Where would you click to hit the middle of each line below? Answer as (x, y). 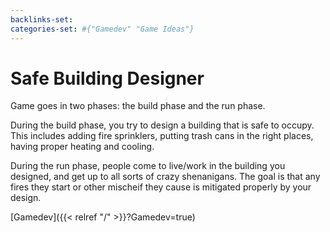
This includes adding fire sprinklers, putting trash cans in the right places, (162, 136)
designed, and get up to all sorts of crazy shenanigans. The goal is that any (165, 177)
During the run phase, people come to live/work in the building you (148, 166)
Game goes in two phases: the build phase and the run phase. (138, 106)
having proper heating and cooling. (82, 147)
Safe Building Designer (107, 78)
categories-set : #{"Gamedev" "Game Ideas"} (102, 29)
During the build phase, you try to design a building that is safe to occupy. (162, 125)
